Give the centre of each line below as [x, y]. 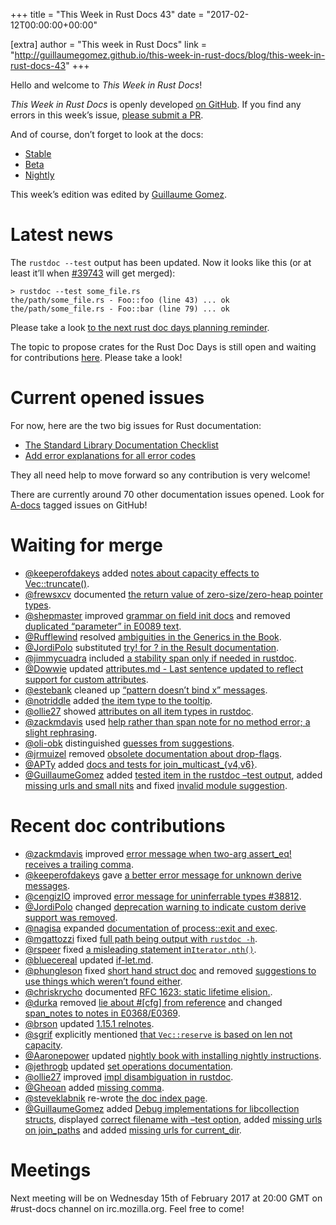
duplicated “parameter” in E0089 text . [103, 626]
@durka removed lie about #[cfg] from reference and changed [153, 1002]
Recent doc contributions [118, 826]
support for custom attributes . [86, 679]
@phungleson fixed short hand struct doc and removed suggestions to [170, 970]
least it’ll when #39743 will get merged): [93, 273]
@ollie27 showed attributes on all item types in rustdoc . [139, 711]
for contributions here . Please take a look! [96, 357]
